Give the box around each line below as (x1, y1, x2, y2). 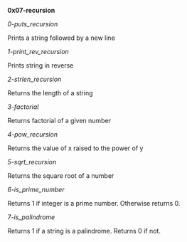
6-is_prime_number (7, 185, 65, 194)
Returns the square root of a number (7, 172, 114, 180)
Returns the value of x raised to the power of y (7, 144, 144, 152)
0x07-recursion (7, 6, 55, 14)
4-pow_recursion (7, 130, 58, 138)
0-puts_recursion (7, 20, 58, 28)
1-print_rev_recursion (7, 48, 69, 56)
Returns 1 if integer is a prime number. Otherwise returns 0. (7, 199, 181, 207)
